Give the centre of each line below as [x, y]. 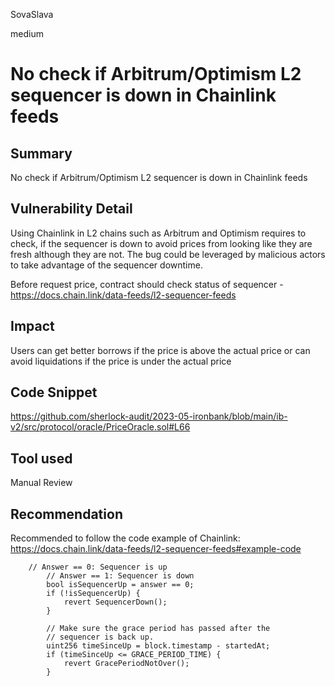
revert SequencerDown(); [115, 602]
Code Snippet [54, 392]
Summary [41, 153]
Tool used [41, 458]
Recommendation [66, 514]
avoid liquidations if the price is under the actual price [121, 361]
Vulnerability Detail [71, 209]
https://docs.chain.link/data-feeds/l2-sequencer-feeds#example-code [156, 549]
